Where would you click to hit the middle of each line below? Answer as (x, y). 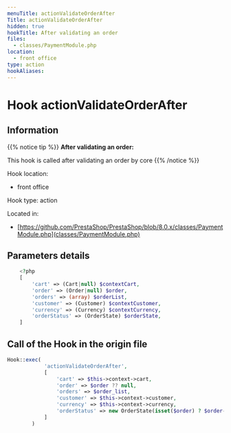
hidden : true (26, 26)
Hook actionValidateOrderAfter (97, 105)
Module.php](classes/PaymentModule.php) (78, 234)
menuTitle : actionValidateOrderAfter (61, 13)
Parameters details (48, 255)
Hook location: (28, 173)
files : (16, 39)
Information (33, 130)
